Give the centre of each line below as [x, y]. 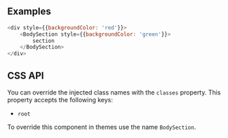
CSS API [26, 75]
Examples [29, 12]
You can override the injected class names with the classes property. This [114, 92]
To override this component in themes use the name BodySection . [102, 127]
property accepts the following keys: [60, 100]
